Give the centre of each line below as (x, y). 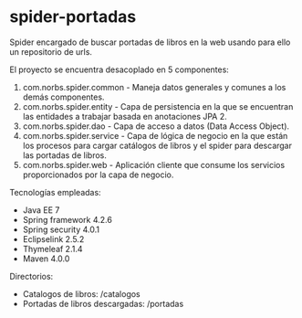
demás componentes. (63, 97)
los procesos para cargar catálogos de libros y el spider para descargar (157, 145)
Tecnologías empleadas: (56, 192)
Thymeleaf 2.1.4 (53, 249)
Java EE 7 (41, 210)
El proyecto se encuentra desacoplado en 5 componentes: (120, 69)
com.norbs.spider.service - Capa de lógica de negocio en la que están (155, 135)
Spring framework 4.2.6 (67, 219)
